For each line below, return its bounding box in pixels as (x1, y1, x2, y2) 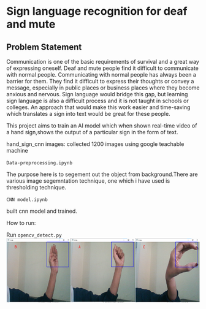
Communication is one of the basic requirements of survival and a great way (6, 58, 199, 65)
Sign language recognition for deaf (6, 4, 188, 18)
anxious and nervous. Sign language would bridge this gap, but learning (6, 91, 188, 97)
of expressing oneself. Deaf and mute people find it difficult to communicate (6, 64, 199, 72)
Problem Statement (6, 42, 82, 52)
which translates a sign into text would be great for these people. (6, 110, 170, 117)
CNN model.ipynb (6, 197, 48, 203)
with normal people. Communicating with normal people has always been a (6, 71, 196, 78)
